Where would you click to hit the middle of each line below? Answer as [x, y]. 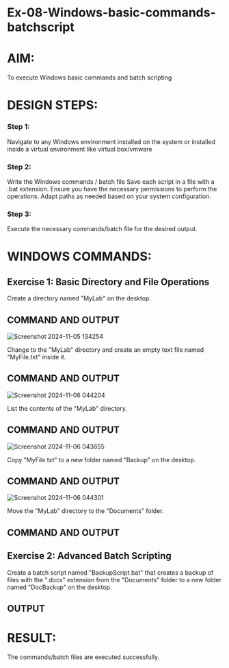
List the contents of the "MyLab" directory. [67, 408]
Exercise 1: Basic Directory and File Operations [108, 282]
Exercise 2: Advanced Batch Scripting [90, 556]
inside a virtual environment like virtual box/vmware [80, 149]
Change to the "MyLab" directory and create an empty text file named [106, 350]
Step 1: [18, 127]
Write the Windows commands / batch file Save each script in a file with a [111, 181]
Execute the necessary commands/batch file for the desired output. [102, 229]
